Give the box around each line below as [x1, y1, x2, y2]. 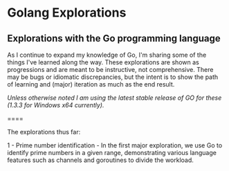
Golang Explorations [7, 5, 127, 21]
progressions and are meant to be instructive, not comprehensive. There [7, 66, 214, 73]
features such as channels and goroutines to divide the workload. [7, 156, 194, 164]
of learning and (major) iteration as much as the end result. [7, 80, 175, 88]
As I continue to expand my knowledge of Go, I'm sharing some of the [7, 51, 207, 59]
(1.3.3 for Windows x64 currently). [7, 101, 104, 109]
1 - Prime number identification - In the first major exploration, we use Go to [7, 141, 223, 150]
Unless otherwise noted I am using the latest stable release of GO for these [7, 93, 222, 102]
